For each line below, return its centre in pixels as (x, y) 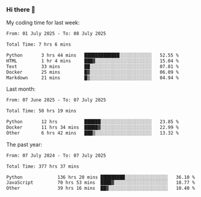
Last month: (21, 89)
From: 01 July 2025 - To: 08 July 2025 (56, 34)
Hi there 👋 (21, 10)
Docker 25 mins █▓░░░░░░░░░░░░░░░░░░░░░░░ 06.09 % (93, 72)
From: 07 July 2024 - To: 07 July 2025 (56, 156)
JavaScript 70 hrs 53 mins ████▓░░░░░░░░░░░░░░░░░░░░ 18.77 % (101, 183)
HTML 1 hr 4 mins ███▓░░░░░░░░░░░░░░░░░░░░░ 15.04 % (93, 61)
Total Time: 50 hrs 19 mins (42, 111)
